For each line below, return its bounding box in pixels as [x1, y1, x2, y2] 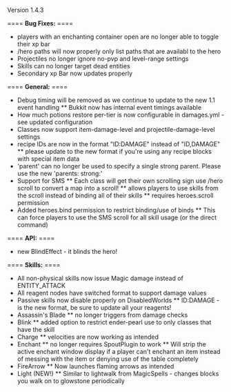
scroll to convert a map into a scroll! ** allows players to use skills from [17, 184, 219, 192]
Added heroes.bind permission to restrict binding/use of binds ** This [17, 206, 216, 214]
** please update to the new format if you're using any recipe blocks [17, 148, 212, 155]
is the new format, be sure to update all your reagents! [17, 304, 172, 311]
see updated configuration [17, 118, 93, 126]
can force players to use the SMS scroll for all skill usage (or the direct [17, 213, 217, 222]
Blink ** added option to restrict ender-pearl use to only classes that [17, 318, 212, 326]
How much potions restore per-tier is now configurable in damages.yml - [17, 110, 225, 119]
